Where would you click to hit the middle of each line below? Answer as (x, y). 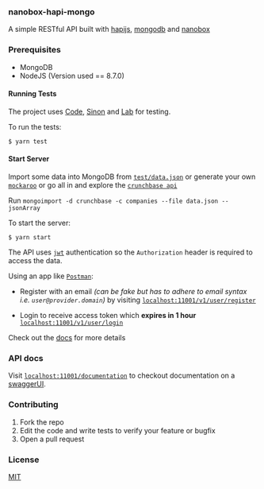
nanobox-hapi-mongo (52, 12)
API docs (26, 358)
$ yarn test (28, 142)
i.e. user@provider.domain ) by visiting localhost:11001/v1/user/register (138, 300)
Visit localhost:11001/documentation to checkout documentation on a (122, 375)
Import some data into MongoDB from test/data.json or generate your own (132, 177)
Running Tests (33, 94)
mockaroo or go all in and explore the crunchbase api (93, 185)
